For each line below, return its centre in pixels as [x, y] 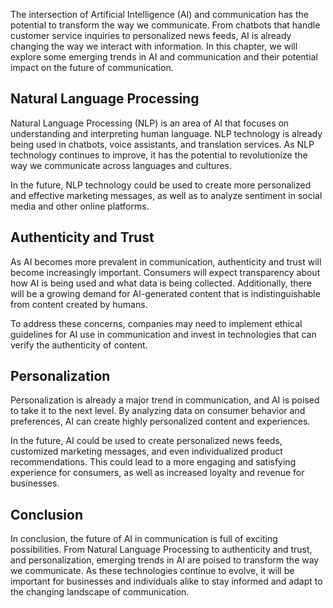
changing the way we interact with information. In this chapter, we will [154, 46]
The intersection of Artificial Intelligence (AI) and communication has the [159, 14]
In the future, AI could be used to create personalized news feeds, [146, 441]
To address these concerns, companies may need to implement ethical [156, 323]
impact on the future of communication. [92, 67]
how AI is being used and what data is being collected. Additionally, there [161, 283]
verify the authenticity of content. [79, 345]
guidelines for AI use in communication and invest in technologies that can [163, 334]
